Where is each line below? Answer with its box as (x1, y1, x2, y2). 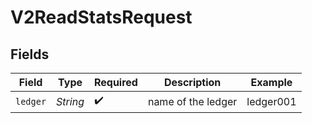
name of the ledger (147, 94, 238, 108)
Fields (10, 46, 50, 63)
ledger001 (246, 94, 297, 108)
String (56, 94, 85, 108)
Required (93, 76, 138, 89)
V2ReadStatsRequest (10, 6, 193, 29)
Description (163, 76, 222, 89)
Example (250, 76, 293, 89)
